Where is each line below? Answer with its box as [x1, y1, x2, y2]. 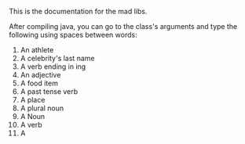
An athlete [20, 45, 54, 54]
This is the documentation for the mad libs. [9, 7, 148, 16]
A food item [20, 78, 58, 88]
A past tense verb [20, 87, 79, 96]
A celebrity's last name [20, 54, 95, 63]
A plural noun [20, 103, 64, 113]
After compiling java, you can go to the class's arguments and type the [9, 22, 238, 31]
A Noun [20, 112, 46, 121]
